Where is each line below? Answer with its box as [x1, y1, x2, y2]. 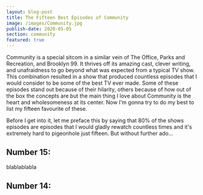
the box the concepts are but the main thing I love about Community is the [6, 92, 191, 99]
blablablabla [6, 163, 37, 170]
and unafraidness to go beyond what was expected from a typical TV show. [6, 67, 195, 73]
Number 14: [6, 181, 52, 191]
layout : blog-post [6, 8, 53, 15]
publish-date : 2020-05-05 [6, 25, 72, 32]
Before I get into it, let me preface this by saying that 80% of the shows [6, 117, 184, 124]
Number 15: [6, 147, 51, 157]
